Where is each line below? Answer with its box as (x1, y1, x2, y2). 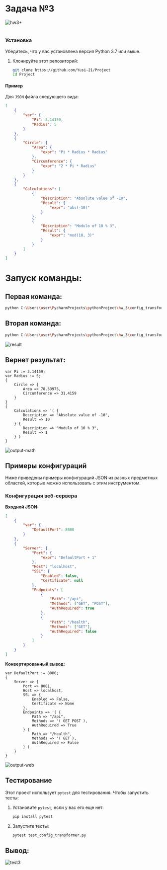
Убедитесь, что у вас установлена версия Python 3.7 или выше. (5, 48, 141, 54)
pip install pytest (12, 814, 53, 819)
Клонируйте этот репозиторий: (12, 58, 79, 64)
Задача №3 (5, 3, 55, 14)
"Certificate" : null (40, 578, 83, 583)
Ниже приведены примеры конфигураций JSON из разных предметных (5, 475, 158, 481)
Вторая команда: (5, 319, 61, 328)
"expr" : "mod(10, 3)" (49, 233, 94, 237)
